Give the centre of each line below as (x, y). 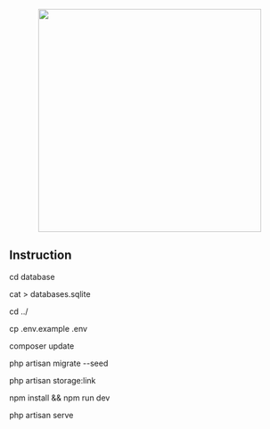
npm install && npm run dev (60, 398)
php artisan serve (41, 415)
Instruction (41, 256)
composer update (42, 346)
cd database (32, 276)
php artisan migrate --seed (59, 363)
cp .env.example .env (48, 328)
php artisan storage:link (53, 380)
